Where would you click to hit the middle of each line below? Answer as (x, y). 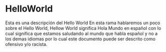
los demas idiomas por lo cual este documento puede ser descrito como (80, 39)
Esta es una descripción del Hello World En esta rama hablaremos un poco (83, 23)
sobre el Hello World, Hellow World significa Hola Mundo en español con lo (83, 28)
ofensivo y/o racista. (26, 44)
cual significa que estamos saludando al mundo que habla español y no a (81, 33)
